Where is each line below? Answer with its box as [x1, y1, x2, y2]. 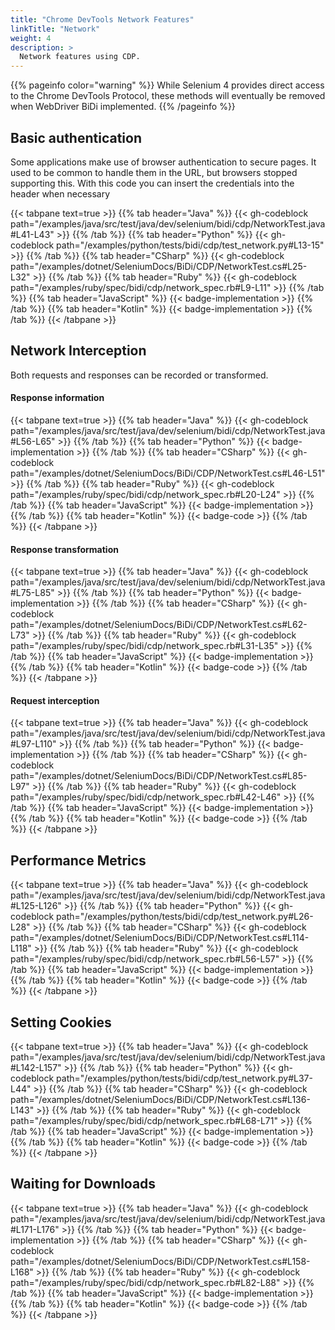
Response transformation [10, 543, 119, 555]
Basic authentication [10, 129, 142, 146]
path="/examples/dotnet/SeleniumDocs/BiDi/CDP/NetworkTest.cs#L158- [10, 1255, 311, 1267]
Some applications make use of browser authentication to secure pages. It [10, 156, 317, 168]
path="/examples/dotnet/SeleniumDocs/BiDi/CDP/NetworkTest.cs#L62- [10, 619, 308, 631]
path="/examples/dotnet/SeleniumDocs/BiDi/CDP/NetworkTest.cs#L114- [10, 932, 310, 944]
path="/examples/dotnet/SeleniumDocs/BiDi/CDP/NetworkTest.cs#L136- [10, 1093, 311, 1105]
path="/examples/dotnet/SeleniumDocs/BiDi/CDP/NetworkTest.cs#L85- [10, 770, 308, 782]
